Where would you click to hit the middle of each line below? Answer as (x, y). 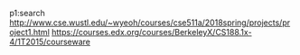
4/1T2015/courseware (50, 41)
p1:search (27, 13)
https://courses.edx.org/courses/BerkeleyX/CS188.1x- (151, 32)
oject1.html (29, 32)
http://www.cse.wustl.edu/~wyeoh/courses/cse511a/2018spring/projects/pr (150, 23)
